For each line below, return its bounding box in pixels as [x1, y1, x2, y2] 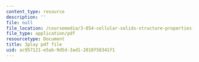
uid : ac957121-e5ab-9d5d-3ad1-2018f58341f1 [6, 47, 115, 53]
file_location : [6, 25, 44, 31]
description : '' [6, 14, 46, 20]
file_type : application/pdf [6, 31, 76, 37]
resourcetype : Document [6, 36, 65, 42]
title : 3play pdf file [6, 42, 62, 48]
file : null [6, 19, 33, 25]
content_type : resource [6, 8, 65, 15]
